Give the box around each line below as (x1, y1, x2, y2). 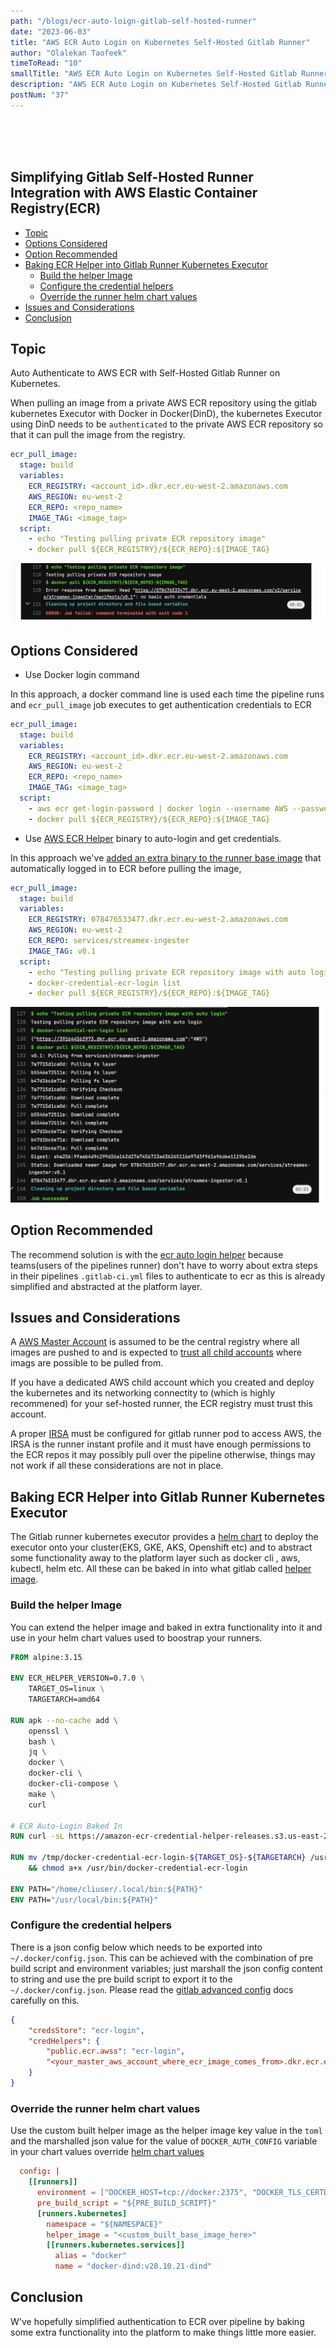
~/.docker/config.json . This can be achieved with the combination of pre (10, 1951, 314, 1964)
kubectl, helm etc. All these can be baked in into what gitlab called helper (10, 1563, 312, 1575)
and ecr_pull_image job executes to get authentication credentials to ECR (10, 698, 312, 710)
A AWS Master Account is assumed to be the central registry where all (10, 1336, 300, 1348)
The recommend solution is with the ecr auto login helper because (10, 1248, 284, 1260)
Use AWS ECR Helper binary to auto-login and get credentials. (24, 832, 282, 844)
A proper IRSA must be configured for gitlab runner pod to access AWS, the (10, 1428, 322, 1440)
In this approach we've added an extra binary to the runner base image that (10, 851, 322, 864)
